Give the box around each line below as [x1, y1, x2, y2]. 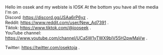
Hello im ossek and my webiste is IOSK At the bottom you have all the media [5, 4, 159, 10]
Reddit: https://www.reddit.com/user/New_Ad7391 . [5, 19, 109, 25]
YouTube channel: [5, 30, 42, 36]
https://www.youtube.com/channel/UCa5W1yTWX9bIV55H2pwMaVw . [5, 35, 148, 41]
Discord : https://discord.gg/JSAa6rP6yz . [5, 15, 88, 20]
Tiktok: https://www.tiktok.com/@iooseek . [5, 25, 92, 31]
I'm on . [5, 9, 21, 15]
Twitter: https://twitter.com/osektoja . [5, 45, 80, 50]
